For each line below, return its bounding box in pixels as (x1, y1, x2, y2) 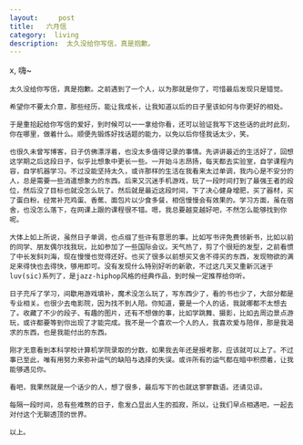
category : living (9, 30, 79, 39)
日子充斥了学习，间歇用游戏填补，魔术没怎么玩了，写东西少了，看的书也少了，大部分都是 (9, 289, 294, 299)
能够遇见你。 (9, 366, 51, 375)
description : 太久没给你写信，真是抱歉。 (9, 38, 155, 48)
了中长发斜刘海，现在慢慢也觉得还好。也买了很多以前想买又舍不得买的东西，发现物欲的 (9, 253, 288, 262)
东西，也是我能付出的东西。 (22, 328, 112, 337)
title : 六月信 (9, 22, 67, 31)
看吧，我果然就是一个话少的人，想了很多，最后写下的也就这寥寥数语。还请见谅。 (9, 383, 267, 392)
